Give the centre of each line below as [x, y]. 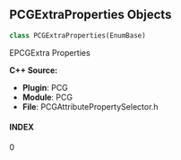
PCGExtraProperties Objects [90, 15]
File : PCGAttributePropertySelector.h [90, 106]
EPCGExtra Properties [50, 52]
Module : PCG [47, 97]
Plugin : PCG [45, 87]
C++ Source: [34, 70]
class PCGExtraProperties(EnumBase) [78, 35]
